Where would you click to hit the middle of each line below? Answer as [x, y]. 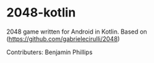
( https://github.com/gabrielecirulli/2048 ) [63, 38]
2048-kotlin [41, 13]
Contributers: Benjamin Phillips [49, 52]
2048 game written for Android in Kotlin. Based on [77, 32]
